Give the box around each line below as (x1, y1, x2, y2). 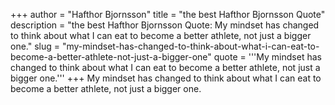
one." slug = (10, 40, 61, 52)
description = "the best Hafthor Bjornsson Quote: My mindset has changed (10, 19, 320, 31)
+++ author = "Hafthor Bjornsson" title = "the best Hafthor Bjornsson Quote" (10, 9, 326, 20)
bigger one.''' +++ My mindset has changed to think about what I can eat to (10, 72, 322, 84)
